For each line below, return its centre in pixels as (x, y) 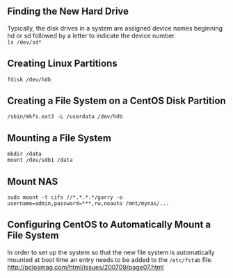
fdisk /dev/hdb (29, 79)
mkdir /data (24, 154)
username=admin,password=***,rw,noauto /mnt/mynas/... (88, 204)
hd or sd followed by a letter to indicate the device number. (91, 35)
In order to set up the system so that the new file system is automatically (111, 252)
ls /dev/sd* (24, 42)
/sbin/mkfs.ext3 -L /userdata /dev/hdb (65, 117)
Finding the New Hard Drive (68, 11)
